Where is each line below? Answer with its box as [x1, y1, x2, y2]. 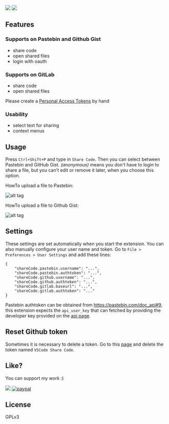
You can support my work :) [5, 375, 64, 381]
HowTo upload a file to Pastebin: [5, 182, 74, 189]
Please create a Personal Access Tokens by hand [5, 98, 110, 104]
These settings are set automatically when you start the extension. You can [5, 241, 164, 247]
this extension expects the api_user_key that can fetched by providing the [5, 307, 161, 313]
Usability [5, 111, 28, 118]
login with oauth [12, 58, 47, 64]
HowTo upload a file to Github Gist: [5, 202, 79, 208]
